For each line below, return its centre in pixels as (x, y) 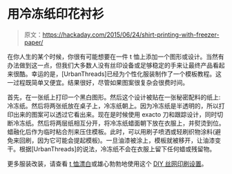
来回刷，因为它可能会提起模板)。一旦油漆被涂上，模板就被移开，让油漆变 (117, 140)
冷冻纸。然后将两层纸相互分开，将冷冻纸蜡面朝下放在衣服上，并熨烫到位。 (119, 123)
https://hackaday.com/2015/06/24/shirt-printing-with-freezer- (131, 35)
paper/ (33, 42)
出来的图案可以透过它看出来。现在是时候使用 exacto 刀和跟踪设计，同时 (115, 114)
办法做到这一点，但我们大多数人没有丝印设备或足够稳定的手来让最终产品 (110, 65)
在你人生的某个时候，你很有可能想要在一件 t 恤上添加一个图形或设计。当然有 (116, 57)
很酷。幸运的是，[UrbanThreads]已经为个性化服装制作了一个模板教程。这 (117, 74)
